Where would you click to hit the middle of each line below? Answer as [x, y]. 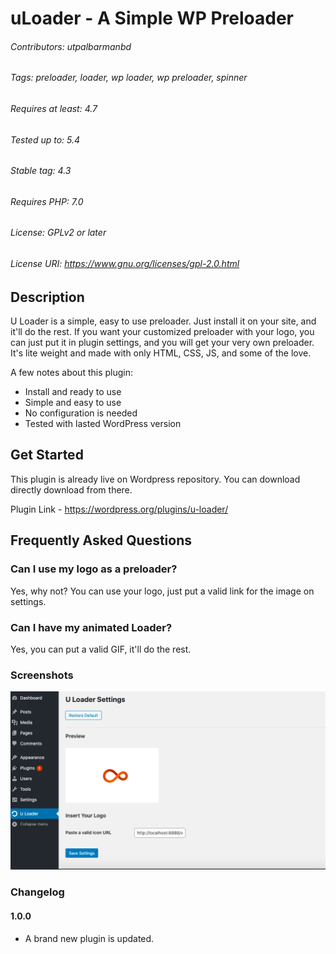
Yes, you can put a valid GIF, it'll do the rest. [101, 649]
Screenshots [42, 675]
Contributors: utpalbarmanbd [71, 46]
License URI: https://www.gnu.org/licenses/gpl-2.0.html [125, 264]
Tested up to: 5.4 [45, 139]
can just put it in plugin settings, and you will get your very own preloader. [162, 343]
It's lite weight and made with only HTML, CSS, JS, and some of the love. [161, 353]
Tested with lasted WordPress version [103, 424]
